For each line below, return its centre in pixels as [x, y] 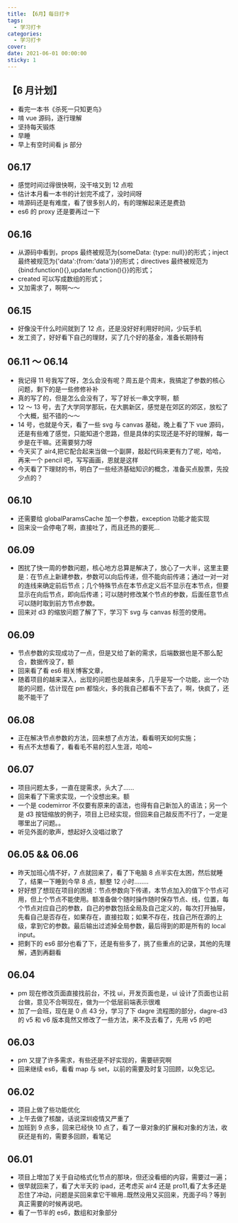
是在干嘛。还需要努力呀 [58, 442]
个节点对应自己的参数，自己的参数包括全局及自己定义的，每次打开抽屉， [123, 908]
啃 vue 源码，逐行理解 [50, 118]
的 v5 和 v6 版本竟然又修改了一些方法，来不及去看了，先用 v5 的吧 [114, 1020]
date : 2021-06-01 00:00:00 [47, 54]
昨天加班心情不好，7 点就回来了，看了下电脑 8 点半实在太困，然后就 [117, 872]
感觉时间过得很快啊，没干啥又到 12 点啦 [75, 185]
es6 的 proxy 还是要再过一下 [59, 212]
